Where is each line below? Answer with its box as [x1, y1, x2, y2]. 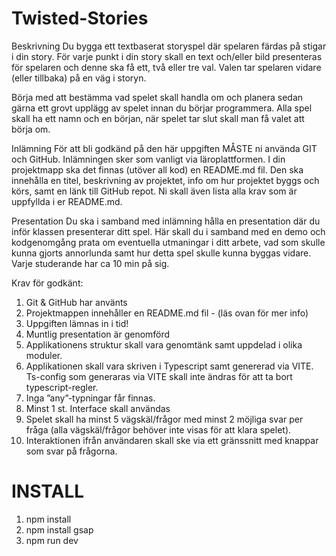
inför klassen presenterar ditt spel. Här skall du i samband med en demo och [11, 225, 326, 237]
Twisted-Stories [11, 7, 149, 30]
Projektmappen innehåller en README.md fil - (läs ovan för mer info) [25, 307, 309, 319]
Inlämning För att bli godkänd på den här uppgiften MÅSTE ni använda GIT [11, 142, 318, 154]
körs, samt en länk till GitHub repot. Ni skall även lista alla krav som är [11, 185, 298, 197]
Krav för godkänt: [11, 277, 84, 289]
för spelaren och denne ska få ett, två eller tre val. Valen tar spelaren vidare [11, 61, 322, 73]
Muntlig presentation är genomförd [25, 328, 171, 340]
